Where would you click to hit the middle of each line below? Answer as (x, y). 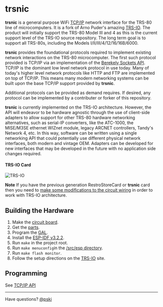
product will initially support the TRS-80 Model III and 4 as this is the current (81, 32)
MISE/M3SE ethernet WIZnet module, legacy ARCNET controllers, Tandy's (79, 128)
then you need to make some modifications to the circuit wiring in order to (79, 190)
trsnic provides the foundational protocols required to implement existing (78, 52)
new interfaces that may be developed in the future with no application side (81, 148)
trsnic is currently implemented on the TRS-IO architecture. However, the (78, 107)
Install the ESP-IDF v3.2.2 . (38, 237)
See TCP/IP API (21, 285)
